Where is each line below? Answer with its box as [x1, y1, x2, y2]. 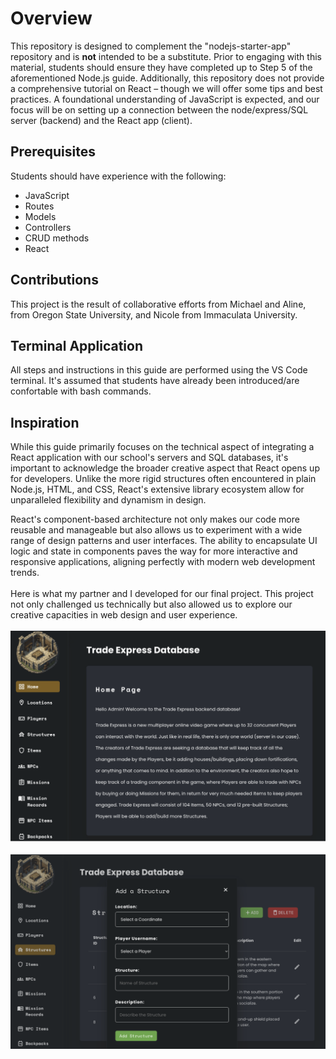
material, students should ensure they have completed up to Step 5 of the [10, 61, 313, 73]
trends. [10, 567, 40, 579]
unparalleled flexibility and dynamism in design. [10, 494, 207, 506]
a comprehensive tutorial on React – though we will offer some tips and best [10, 82, 323, 94]
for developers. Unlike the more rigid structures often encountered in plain [10, 473, 317, 485]
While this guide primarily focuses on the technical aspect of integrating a [10, 441, 315, 453]
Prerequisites [10, 143, 96, 161]
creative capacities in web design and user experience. [10, 609, 238, 621]
